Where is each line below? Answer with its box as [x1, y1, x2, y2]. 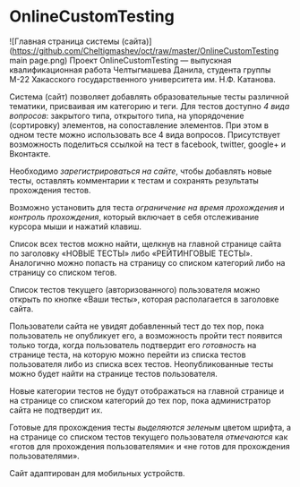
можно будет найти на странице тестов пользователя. [9, 368, 218, 379]
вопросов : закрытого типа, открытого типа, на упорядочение [9, 110, 244, 121]
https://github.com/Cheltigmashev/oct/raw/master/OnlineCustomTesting [12, 45, 279, 56]
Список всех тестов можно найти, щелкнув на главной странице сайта [9, 238, 282, 249]
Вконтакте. [9, 148, 51, 158]
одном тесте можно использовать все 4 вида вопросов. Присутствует [9, 129, 280, 140]
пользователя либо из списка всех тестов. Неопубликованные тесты [9, 358, 274, 369]
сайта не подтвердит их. [9, 405, 103, 415]
